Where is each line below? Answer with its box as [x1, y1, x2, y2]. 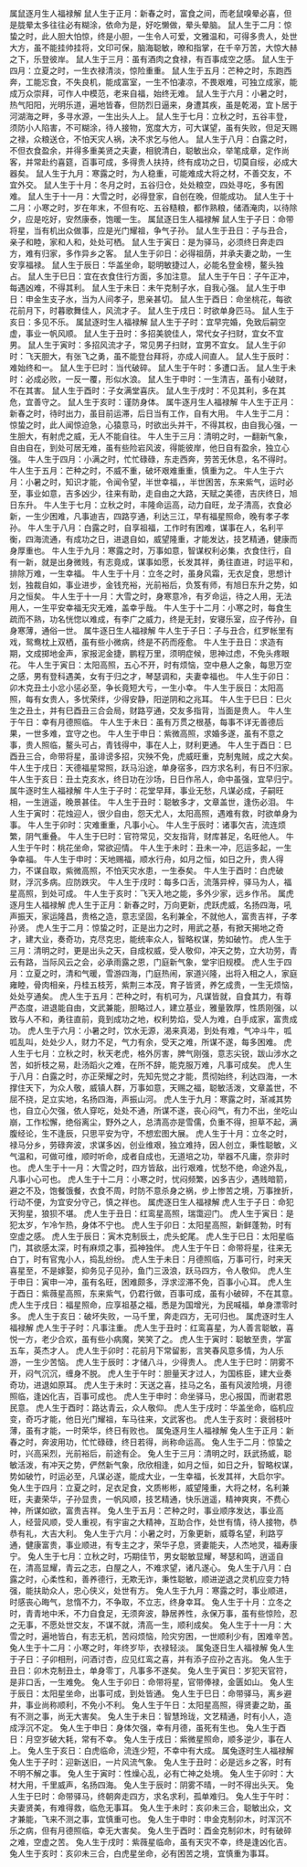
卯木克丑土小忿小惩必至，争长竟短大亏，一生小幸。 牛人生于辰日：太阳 [9, 682, 276, 693]
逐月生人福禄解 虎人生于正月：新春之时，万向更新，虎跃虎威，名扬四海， [9, 900, 284, 910]
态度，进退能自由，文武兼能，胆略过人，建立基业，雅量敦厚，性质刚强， [16, 1002, 290, 1013]
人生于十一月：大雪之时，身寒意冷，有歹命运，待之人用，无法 [58, 591, 292, 602]
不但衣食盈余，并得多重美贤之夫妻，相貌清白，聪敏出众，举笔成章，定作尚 [9, 145, 290, 155]
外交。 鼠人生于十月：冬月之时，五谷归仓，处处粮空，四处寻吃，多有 [16, 179, 276, 190]
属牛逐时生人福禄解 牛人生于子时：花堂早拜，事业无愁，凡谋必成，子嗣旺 [9, 785, 284, 795]
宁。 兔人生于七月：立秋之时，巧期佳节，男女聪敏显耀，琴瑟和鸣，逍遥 [9, 1551, 276, 1562]
